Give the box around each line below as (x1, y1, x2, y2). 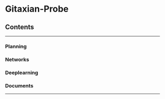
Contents (5, 23, 34, 31)
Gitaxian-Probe (5, 3, 69, 15)
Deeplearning (5, 69, 38, 76)
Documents (5, 82, 33, 89)
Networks (5, 56, 29, 63)
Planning (5, 43, 27, 50)
